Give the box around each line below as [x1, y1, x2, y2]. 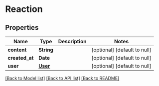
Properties [5, 23, 39, 32]
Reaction [5, 3, 43, 15]
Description [58, 38, 87, 45]
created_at [7, 55, 34, 61]
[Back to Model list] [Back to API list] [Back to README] [5, 76, 120, 81]
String [38, 46, 54, 53]
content [7, 46, 27, 53]
